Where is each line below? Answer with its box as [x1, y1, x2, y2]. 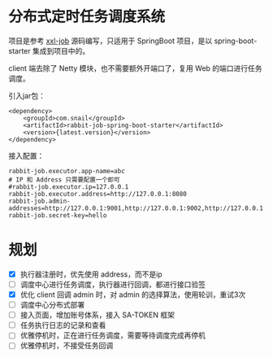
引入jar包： [8, 90, 46, 100]
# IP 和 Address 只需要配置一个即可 [8, 176, 120, 184]
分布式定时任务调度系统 [8, 7, 166, 26]
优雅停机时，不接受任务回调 [19, 341, 114, 351]
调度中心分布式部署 [19, 300, 85, 310]
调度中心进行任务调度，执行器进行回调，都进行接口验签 [19, 279, 206, 289]
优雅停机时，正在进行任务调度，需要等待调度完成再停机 [19, 330, 206, 340]
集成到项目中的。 [32, 46, 90, 55]
